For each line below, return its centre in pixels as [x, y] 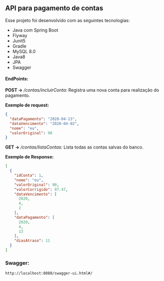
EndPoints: [17, 79]
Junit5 [19, 41]
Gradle [19, 46]
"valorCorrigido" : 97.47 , [41, 189]
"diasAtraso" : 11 [32, 241]
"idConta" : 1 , [29, 176]
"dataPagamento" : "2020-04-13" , [43, 119]
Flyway [20, 35]
